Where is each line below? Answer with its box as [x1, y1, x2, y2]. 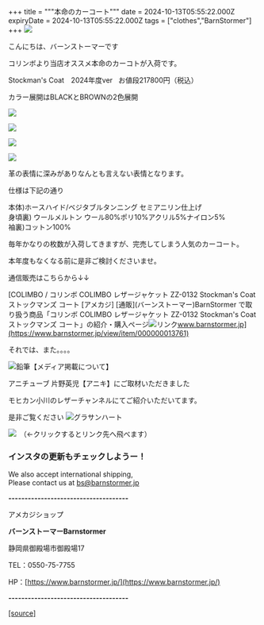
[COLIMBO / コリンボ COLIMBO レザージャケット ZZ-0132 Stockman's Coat [8, 290, 256, 299]
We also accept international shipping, [8, 469, 133, 479]
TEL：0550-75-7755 [8, 561, 75, 570]
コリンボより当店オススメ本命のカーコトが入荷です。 [8, 59, 182, 68]
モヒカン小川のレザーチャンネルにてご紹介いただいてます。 [8, 395, 202, 405]
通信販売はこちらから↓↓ [8, 273, 90, 282]
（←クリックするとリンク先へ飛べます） [22, 430, 152, 438]
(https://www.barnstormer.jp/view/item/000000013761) [8, 329, 189, 338]
